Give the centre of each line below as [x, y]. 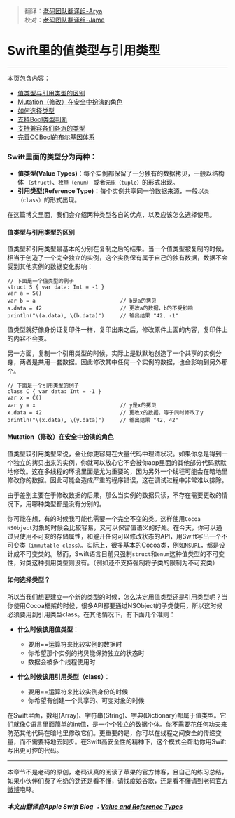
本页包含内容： [29, 78]
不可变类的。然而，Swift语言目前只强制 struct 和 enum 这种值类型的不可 [119, 553]
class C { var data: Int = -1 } [54, 392]
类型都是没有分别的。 [74, 503]
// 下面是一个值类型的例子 [41, 281]
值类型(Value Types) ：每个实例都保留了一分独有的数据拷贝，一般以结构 [121, 173]
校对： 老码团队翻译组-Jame [64, 20]
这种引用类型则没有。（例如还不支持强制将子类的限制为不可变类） [125, 562]
